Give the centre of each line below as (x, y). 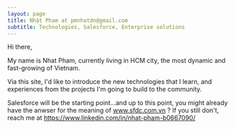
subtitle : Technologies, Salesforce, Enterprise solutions (96, 27)
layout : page (27, 14)
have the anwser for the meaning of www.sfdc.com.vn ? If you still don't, (113, 111)
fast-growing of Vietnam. (44, 68)
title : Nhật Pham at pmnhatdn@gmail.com (68, 20)
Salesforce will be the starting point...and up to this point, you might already (117, 103)
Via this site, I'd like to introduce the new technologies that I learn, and (110, 82)
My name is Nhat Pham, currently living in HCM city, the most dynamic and (116, 61)
